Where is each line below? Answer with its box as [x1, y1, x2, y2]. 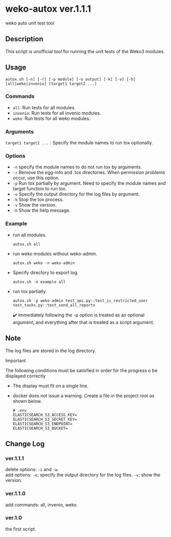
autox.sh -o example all [12, 279, 66, 284]
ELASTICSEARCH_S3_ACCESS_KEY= [12, 412, 78, 418]
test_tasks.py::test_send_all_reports [12, 302, 95, 308]
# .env [12, 408, 27, 413]
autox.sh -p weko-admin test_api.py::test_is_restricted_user [12, 298, 148, 303]
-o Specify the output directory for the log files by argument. [12, 191, 140, 197]
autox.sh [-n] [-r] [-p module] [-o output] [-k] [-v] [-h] [5, 77, 136, 82]
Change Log [5, 440, 45, 448]
